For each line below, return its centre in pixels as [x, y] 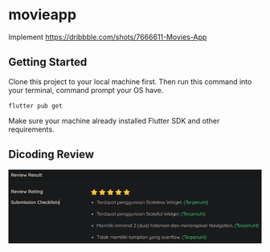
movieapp [43, 15]
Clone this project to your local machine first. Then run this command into [130, 81]
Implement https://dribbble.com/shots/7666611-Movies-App [108, 37]
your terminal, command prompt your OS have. [86, 90]
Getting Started [48, 62]
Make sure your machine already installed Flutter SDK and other [114, 120]
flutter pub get [35, 106]
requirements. [31, 129]
